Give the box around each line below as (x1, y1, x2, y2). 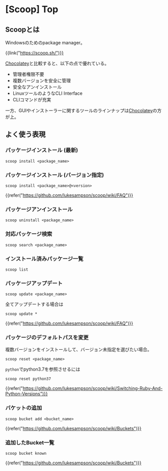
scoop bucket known (5, 451, 47, 456)
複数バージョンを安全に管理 (12, 77, 71, 84)
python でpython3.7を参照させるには (5, 366, 80, 373)
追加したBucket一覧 (5, 439, 54, 446)
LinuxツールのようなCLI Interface (12, 90, 83, 96)
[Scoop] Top (5, 4, 59, 15)
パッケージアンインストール (5, 205, 73, 213)
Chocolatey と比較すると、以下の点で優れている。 (5, 60, 109, 66)
